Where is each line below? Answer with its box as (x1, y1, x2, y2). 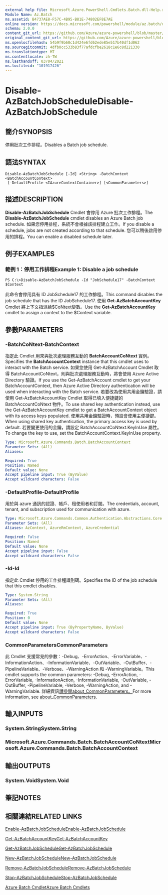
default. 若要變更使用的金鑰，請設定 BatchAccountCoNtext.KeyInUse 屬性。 (5, 425, 161, 431)
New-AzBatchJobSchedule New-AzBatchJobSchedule (5, 855, 116, 861)
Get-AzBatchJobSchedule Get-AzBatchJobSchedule (5, 845, 112, 851)
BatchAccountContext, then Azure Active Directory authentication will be (5, 382, 155, 389)
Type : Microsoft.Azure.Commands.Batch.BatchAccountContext (5, 440, 131, 445)
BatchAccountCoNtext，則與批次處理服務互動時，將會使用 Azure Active (10, 371, 159, 377)
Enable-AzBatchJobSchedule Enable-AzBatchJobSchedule (5, 826, 126, 832)
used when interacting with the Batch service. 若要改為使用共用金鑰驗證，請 (5, 389, 162, 395)
